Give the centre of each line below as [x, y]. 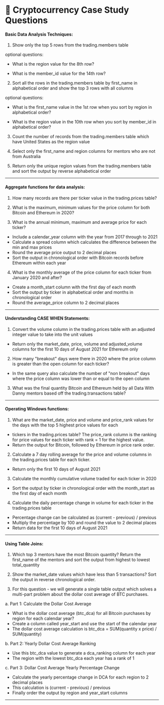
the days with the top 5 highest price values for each [65, 425]
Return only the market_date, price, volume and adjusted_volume [77, 344]
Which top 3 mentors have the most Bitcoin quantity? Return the [76, 555]
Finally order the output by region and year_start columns [70, 693]
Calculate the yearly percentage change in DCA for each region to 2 [80, 677]
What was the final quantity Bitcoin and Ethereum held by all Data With [83, 388]
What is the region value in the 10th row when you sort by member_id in [84, 122]
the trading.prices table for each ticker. [51, 459]
